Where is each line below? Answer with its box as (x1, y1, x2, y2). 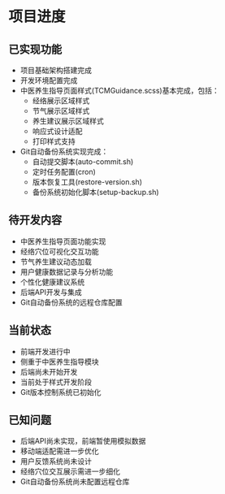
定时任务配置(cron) (32, 167, 96, 176)
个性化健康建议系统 (19, 277, 85, 287)
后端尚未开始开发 (19, 366, 78, 376)
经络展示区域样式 (32, 96, 90, 106)
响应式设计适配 (32, 127, 83, 136)
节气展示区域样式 (32, 106, 90, 115)
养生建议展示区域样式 (32, 116, 104, 126)
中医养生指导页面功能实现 (19, 236, 106, 246)
